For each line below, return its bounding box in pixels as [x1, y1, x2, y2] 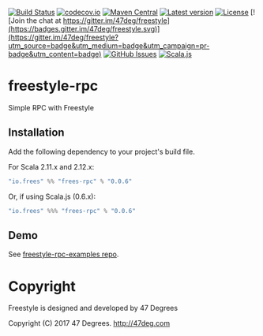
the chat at [26, 16, 62, 25]
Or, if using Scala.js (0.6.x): [8, 192, 96, 201]
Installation [8, 126, 65, 140]
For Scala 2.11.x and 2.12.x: [8, 162, 95, 171]
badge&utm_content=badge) [8, 50, 102, 58]
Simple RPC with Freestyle [8, 103, 95, 112]
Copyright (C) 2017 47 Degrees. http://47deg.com [8, 319, 171, 328]
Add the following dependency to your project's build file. [8, 147, 195, 156]
